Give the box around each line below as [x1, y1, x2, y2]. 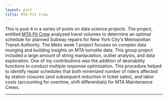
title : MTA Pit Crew [5, 12, 48, 17]
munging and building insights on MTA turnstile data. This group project [5, 47, 153, 53]
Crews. [5, 84, 20, 90]
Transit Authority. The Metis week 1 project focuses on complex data [5, 41, 146, 47]
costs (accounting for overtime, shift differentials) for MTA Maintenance [5, 78, 153, 85]
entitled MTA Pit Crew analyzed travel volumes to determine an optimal [5, 31, 151, 37]
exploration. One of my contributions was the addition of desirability [5, 57, 145, 63]
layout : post [5, 7, 32, 12]
